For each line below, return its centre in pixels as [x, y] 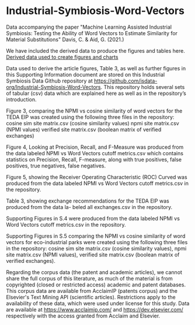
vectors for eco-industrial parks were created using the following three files [97, 242]
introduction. [21, 99]
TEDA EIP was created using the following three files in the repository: [90, 117]
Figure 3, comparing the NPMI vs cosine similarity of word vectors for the [94, 111]
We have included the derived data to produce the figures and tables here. [95, 50]
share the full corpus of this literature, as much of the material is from [90, 278]
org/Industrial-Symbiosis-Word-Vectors [53, 87]
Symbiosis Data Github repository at [49, 81]
